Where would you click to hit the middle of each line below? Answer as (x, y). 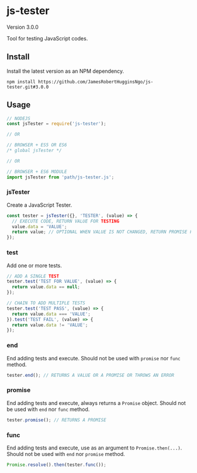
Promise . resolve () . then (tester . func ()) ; (57, 465)
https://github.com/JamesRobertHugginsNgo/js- (96, 82)
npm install (21, 82)
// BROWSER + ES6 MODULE (37, 171)
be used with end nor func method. (48, 409)
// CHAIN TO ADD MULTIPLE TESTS (46, 303)
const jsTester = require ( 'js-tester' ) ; (57, 124)
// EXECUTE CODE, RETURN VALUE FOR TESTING (65, 221)
